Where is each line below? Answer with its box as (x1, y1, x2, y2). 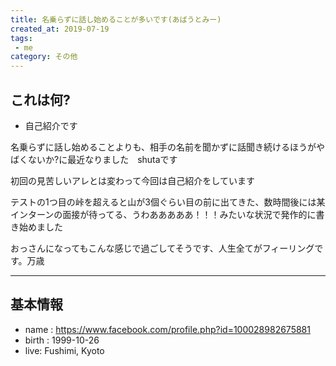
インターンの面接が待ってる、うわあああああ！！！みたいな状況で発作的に (10, 208, 317, 220)
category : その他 (10, 52, 78, 62)
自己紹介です (24, 119, 78, 131)
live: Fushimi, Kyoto (24, 344, 105, 356)
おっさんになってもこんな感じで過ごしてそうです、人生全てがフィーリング (10, 242, 315, 254)
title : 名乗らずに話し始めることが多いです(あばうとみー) (10, 14, 222, 25)
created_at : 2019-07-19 (10, 24, 110, 34)
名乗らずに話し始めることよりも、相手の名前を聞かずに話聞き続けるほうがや (10, 141, 326, 153)
